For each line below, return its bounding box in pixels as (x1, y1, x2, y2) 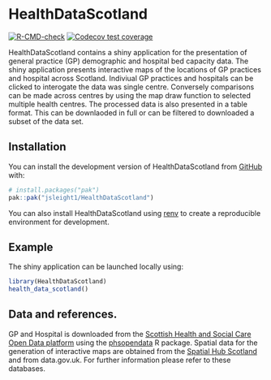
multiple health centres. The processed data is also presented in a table (8, 99, 247, 109)
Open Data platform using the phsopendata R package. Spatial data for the (8, 338, 258, 348)
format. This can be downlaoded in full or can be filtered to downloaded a (8, 107, 255, 118)
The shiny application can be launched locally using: (8, 261, 184, 272)
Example (8, 240, 54, 254)
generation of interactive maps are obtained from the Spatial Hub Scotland (8, 346, 258, 356)
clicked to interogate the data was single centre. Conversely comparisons (8, 82, 255, 92)
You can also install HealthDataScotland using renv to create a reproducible (8, 208, 261, 218)
